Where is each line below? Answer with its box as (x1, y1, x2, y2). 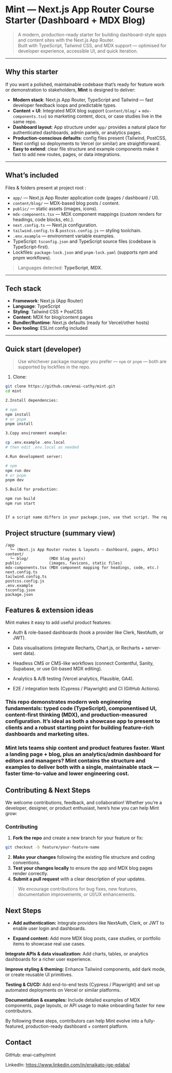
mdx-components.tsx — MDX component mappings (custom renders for (12, 211, 162, 217)
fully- (144, 1018, 156, 1024)
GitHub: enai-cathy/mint (5, 1051, 56, 1058)
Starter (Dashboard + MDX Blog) (5, 14, 146, 26)
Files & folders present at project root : (5, 184, 87, 191)
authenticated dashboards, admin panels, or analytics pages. (12, 129, 142, 136)
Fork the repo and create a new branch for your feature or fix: (12, 835, 143, 841)
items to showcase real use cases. (12, 941, 85, 947)
